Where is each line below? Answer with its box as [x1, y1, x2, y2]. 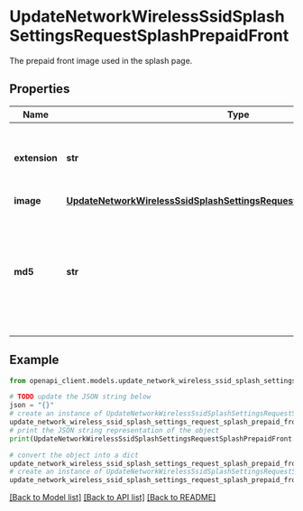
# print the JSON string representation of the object [9, 425, 220, 434]
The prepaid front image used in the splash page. [9, 55, 193, 66]
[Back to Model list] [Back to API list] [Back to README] [9, 492, 216, 503]
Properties [9, 81, 70, 96]
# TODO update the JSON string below [9, 392, 151, 402]
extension [14, 151, 58, 164]
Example [9, 352, 60, 368]
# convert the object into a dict [9, 451, 140, 460]
